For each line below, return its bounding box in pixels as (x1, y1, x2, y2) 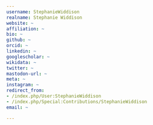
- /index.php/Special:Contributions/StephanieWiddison (6, 98, 148, 104)
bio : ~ (6, 31, 23, 37)
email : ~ (6, 104, 28, 111)
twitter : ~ (6, 65, 34, 71)
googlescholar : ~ (6, 54, 50, 60)
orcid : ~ (6, 43, 28, 49)
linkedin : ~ (6, 48, 36, 54)
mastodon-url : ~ (6, 71, 47, 77)
